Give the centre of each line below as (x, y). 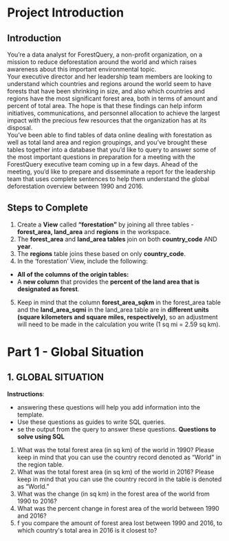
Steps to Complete (48, 208)
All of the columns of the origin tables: (73, 274)
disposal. (20, 128)
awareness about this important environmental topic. (82, 69)
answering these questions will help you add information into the (109, 407)
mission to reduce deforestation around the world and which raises (102, 62)
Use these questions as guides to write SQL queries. (91, 422)
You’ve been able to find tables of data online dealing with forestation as (110, 135)
